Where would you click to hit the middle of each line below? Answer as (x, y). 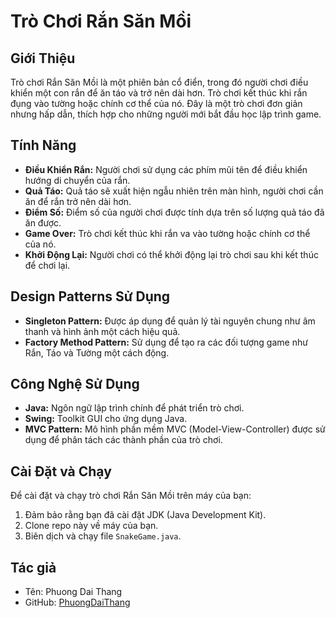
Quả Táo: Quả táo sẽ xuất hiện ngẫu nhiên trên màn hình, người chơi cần (174, 191)
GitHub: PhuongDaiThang (77, 602)
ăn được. (43, 222)
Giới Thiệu (43, 58)
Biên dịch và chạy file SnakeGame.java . (103, 536)
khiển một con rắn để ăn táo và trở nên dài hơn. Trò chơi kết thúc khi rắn (159, 93)
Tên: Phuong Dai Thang (73, 592)
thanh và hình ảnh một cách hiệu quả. (102, 331)
